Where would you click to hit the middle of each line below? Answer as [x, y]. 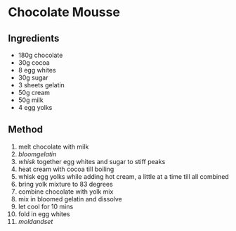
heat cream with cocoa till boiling [66, 169]
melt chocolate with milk [53, 146]
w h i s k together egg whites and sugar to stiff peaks [92, 161]
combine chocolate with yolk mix [66, 192]
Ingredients [34, 38]
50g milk [31, 100]
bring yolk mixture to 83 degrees [65, 184]
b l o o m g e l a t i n [37, 154]
